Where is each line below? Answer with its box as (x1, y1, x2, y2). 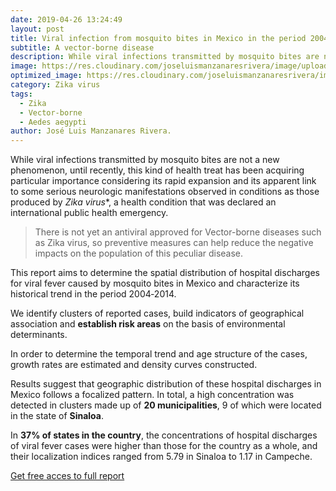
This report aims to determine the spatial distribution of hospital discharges (10, 267, 320, 279)
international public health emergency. (10, 207, 169, 219)
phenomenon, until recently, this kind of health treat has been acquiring (10, 164, 305, 176)
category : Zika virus (10, 80, 101, 90)
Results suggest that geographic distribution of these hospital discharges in (10, 378, 322, 390)
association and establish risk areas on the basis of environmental (10, 318, 286, 330)
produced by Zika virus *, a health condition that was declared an (10, 196, 277, 208)
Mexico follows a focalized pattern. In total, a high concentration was (10, 389, 295, 401)
